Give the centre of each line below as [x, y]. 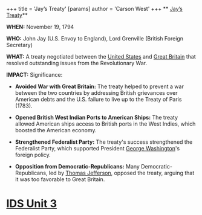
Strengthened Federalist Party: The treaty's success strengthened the [104, 142]
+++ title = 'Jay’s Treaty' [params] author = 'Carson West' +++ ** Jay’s [94, 9]
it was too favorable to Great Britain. [60, 179]
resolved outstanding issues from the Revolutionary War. [77, 63]
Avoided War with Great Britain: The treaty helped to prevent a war [99, 86]
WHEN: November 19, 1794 [40, 27]
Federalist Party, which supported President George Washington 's [97, 148]
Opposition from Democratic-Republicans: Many [77, 166]
